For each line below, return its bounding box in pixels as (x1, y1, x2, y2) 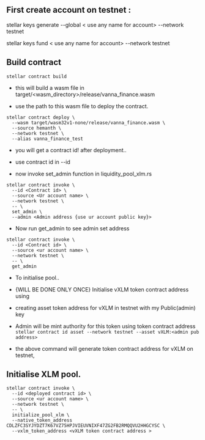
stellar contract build (6, 73, 67, 79)
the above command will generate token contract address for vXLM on (15, 345, 194, 352)
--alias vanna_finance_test (12, 136, 84, 142)
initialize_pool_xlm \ (12, 412, 70, 418)
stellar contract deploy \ (6, 114, 75, 120)
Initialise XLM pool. (6, 369, 81, 380)
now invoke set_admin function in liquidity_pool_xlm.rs (15, 170, 152, 177)
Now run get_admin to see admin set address (15, 224, 130, 232)
